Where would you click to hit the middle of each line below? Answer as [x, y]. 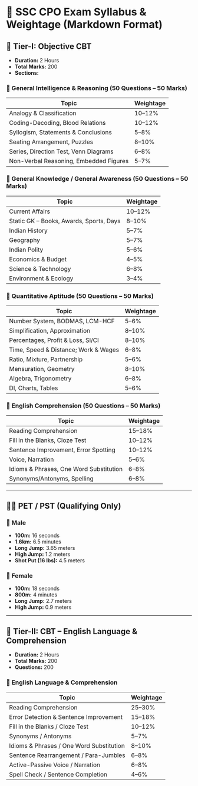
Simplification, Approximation [49, 330]
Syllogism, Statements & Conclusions [60, 132]
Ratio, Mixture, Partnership [46, 359]
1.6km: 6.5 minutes [38, 542]
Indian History [29, 230]
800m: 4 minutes [36, 595]
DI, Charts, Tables [34, 388]
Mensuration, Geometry [42, 369]
